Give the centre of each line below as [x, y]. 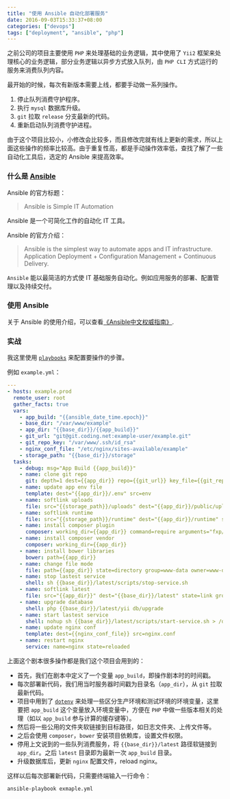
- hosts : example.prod [39, 392]
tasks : [23, 462]
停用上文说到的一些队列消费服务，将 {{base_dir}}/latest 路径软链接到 [117, 744]
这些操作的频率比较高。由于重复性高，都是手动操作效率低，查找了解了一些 [118, 148]
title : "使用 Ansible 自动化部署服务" [57, 13]
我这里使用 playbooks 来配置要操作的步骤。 [68, 358]
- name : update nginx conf [58, 628]
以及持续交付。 [34, 286]
